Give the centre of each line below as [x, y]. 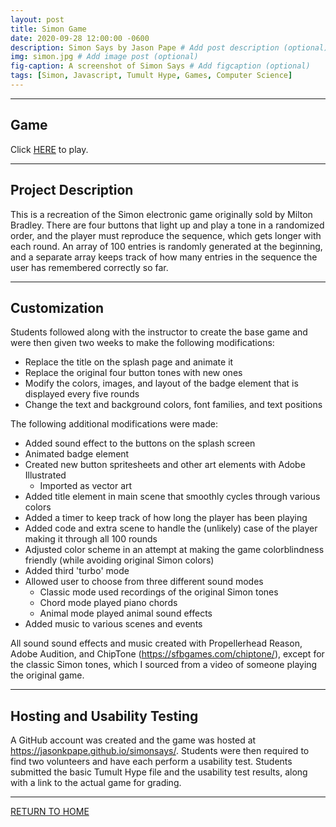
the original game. [47, 675]
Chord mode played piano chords [108, 603]
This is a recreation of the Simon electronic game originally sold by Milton [161, 214]
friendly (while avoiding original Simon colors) [119, 560]
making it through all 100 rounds [91, 539]
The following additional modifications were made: [114, 424]
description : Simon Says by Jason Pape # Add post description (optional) [169, 47]
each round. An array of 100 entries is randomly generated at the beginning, [166, 246]
